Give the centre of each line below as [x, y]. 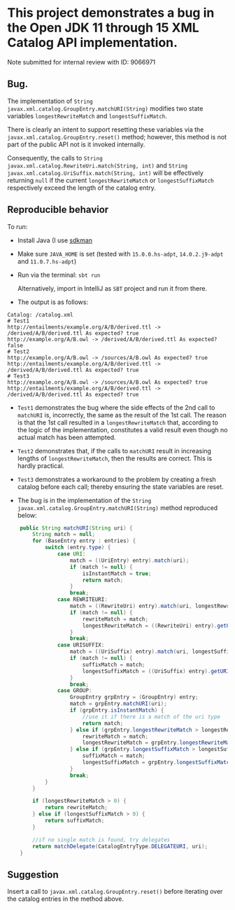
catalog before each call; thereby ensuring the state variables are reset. [120, 487]
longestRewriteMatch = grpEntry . [131, 743]
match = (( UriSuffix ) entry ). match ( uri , [129, 652]
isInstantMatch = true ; [117, 573]
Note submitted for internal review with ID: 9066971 [81, 62]
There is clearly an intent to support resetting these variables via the [106, 129]
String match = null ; [64, 535]
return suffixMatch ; [74, 821]
